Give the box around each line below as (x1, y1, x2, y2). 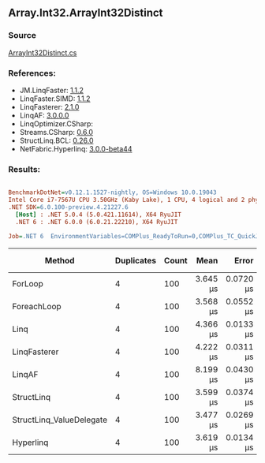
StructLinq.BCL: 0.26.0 (19, 136, 94, 145)
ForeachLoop (12, 301, 62, 312)
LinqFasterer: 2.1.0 (19, 102, 80, 111)
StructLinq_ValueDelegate (12, 414, 108, 425)
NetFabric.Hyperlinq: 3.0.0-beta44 (19, 144, 132, 153)
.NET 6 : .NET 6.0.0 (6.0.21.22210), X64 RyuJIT (15, 218, 178, 226)
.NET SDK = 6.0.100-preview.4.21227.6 (8, 203, 129, 211)
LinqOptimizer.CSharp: (19, 118, 93, 129)
